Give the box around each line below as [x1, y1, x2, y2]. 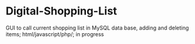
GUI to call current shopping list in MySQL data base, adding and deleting [5, 24, 189, 31]
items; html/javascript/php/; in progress [5, 30, 104, 37]
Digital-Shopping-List [5, 4, 117, 18]
